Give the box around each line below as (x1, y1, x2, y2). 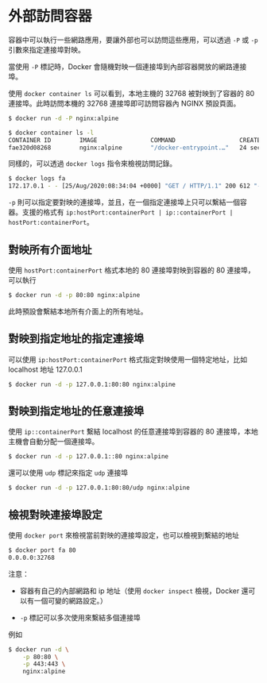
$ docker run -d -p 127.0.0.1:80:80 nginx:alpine (8, 380, 176, 388)
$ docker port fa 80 (8, 546, 77, 554)
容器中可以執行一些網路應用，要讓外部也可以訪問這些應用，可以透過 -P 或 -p (8, 35, 258, 44)
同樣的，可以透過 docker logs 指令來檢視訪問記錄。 (8, 159, 177, 168)
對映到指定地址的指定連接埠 (8, 332, 145, 345)
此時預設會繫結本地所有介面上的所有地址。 (8, 307, 148, 316)
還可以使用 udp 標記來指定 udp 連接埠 (8, 468, 129, 477)
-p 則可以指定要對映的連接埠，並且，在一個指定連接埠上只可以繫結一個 (8, 198, 241, 207)
